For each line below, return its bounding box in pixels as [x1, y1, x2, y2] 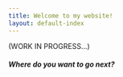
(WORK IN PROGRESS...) [8, 41, 90, 51]
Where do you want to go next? [8, 59, 115, 69]
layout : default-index [8, 19, 84, 27]
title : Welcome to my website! [8, 11, 113, 20]
